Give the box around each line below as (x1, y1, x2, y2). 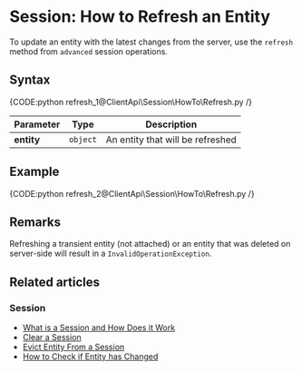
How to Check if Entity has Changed (22, 351, 159, 362)
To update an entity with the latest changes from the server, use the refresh (9, 36, 293, 47)
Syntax (9, 73, 51, 88)
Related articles (9, 274, 100, 289)
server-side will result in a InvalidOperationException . (9, 248, 212, 259)
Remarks (9, 214, 62, 229)
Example (9, 164, 60, 180)
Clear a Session (22, 332, 82, 343)
